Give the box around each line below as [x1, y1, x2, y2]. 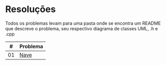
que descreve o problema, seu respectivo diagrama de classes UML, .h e [5, 25, 158, 31]
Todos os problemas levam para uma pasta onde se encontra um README [5, 20, 161, 26]
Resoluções [5, 4, 56, 15]
